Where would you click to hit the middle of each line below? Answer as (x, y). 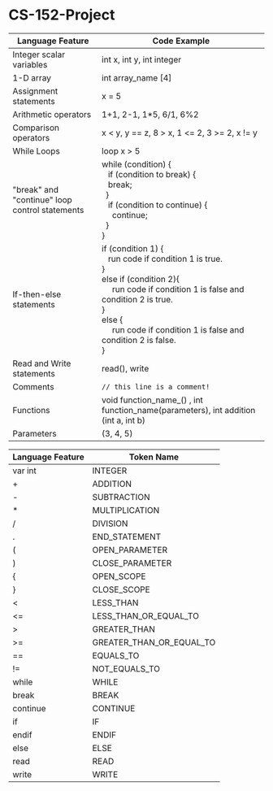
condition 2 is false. (139, 340)
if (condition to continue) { (158, 205)
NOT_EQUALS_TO (126, 668)
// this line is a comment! (156, 387)
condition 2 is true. (137, 299)
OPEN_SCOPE (119, 576)
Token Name (154, 457)
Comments (33, 386)
